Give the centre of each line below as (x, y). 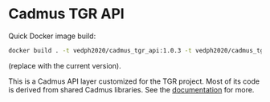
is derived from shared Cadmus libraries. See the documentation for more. (131, 89)
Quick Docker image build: (52, 36)
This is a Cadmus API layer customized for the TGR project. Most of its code (134, 81)
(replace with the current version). (65, 65)
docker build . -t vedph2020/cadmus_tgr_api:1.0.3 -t (100, 50)
